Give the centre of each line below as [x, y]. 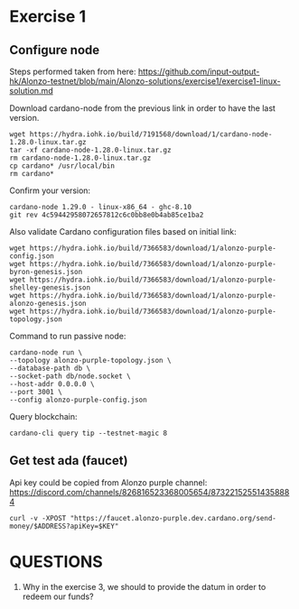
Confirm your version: [50, 190]
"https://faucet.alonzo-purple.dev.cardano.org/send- [173, 518]
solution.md [31, 91]
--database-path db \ [50, 368]
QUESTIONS [56, 562]
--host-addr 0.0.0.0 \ [52, 384]
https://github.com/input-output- [199, 71]
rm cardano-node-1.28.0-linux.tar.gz [80, 158]
